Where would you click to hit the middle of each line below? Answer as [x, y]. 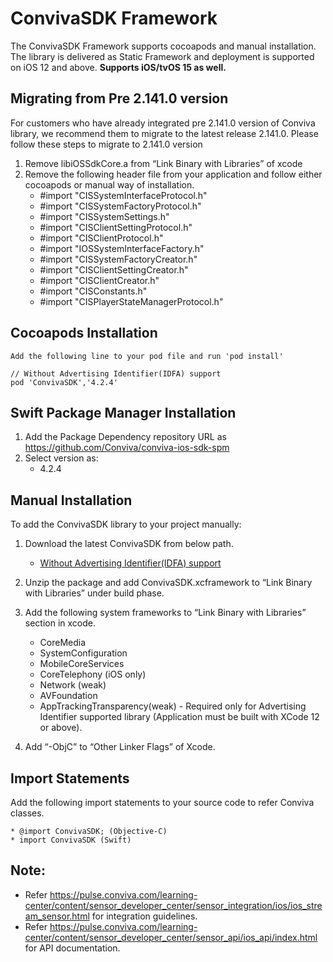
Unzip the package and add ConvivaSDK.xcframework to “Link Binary [168, 583]
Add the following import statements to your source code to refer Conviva [162, 802]
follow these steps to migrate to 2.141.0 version [106, 144]
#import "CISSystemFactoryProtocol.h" [120, 206]
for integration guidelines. [144, 916]
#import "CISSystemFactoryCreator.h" [118, 259]
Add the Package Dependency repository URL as [125, 437]
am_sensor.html [57, 916]
